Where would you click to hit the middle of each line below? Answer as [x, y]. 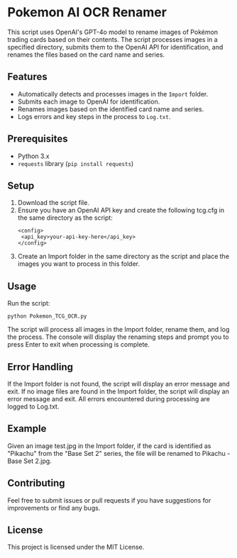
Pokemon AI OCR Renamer [87, 12]
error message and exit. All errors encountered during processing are [109, 399]
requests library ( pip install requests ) [76, 163]
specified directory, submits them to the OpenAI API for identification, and [115, 47]
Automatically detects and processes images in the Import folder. [113, 94]
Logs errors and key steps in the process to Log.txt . [94, 116]
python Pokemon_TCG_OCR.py [47, 316]
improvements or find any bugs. [54, 508]
